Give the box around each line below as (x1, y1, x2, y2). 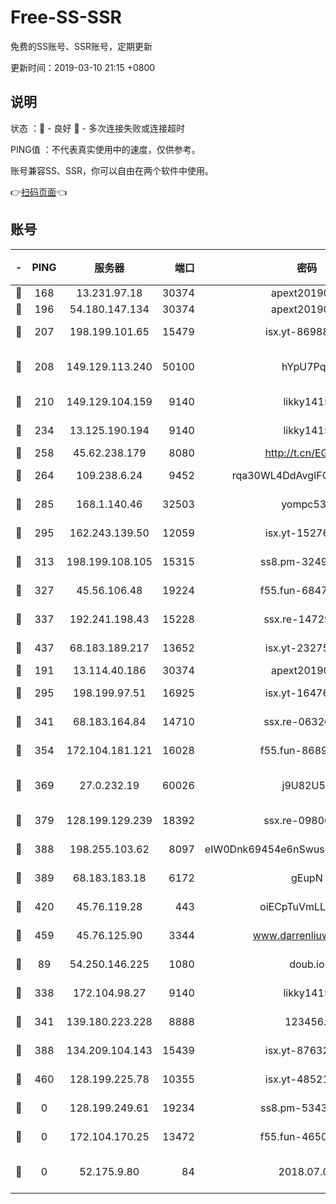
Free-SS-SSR (10, 6, 122, 29)
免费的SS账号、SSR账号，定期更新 (10, 40, 153, 52)
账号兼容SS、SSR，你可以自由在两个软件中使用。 (10, 164, 214, 176)
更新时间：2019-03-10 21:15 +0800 (10, 61, 156, 73)
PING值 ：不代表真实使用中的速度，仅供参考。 (10, 143, 201, 155)
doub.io (289, 957, 325, 971)
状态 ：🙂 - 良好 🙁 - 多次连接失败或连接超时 (10, 122, 185, 134)
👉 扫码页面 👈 (10, 186, 68, 198)
